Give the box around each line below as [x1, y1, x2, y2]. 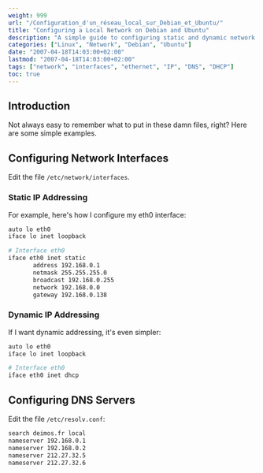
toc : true [8, 70, 41, 78]
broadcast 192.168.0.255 [32, 276, 114, 284]
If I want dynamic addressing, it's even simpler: [8, 327, 161, 337]
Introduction [8, 99, 71, 113]
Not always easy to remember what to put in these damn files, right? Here [8, 120, 247, 130]
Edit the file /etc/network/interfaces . [8, 173, 130, 182]
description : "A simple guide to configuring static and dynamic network [8, 33, 256, 42]
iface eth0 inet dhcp [8, 371, 80, 379]
